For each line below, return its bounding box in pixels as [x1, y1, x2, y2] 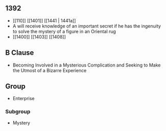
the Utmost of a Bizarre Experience [12, 67, 87, 73]
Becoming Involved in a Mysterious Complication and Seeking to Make [12, 62, 161, 68]
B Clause [5, 48, 34, 57]
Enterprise [12, 95, 35, 102]
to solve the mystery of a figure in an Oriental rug [12, 28, 116, 35]
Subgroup [5, 108, 31, 115]
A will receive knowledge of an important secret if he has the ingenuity [12, 23, 161, 29]
